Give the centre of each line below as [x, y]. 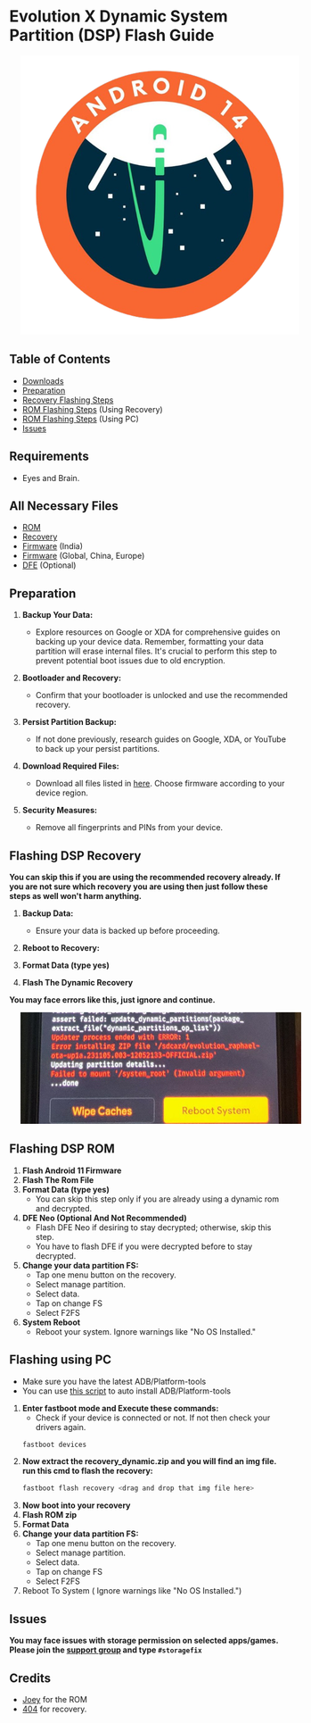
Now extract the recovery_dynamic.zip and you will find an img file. [149, 1461]
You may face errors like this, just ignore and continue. [112, 1000]
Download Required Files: [70, 766]
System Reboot [51, 1322]
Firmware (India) [52, 546]
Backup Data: [48, 913]
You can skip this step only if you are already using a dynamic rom [157, 1199]
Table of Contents [60, 359]
